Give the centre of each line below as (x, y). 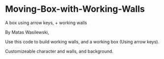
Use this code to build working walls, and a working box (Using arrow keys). (82, 42)
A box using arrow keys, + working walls (46, 23)
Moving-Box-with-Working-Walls (75, 9)
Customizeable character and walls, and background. (59, 51)
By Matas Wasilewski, (27, 32)
